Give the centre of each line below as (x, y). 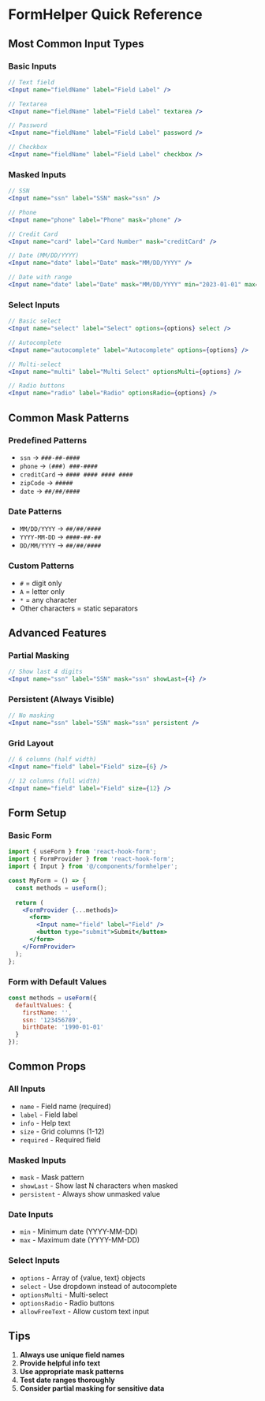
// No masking (32, 715)
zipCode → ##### (46, 482)
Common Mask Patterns (69, 418)
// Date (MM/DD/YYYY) (44, 256)
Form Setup (37, 813)
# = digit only (41, 583)
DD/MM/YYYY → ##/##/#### (60, 545)
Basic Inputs (32, 66)
